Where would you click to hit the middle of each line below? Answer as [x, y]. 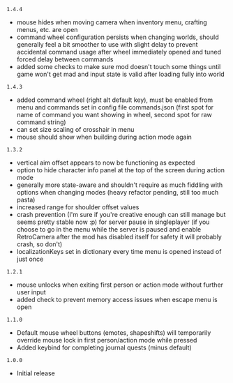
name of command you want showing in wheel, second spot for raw [114, 115]
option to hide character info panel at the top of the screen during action [120, 170]
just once [30, 259]
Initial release [36, 373]
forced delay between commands [65, 59]
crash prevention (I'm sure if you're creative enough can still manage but [121, 215]
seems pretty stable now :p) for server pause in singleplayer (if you [113, 222]
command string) [42, 122]
